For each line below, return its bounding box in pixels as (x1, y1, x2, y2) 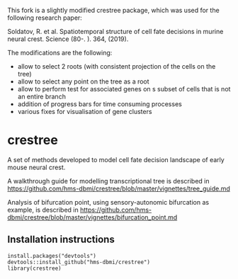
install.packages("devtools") (7, 252, 97, 259)
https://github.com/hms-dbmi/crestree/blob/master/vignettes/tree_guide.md (7, 184, 230, 193)
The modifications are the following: (7, 49, 113, 57)
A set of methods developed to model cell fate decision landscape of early (7, 155, 225, 164)
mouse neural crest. (7, 163, 66, 171)
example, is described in (7, 205, 79, 214)
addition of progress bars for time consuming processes (17, 100, 182, 108)
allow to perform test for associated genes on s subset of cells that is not (17, 85, 231, 93)
